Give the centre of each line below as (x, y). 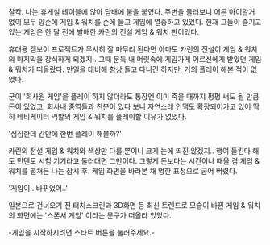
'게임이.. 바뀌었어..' (38, 188)
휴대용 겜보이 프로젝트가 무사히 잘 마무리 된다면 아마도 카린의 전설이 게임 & (126, 49)
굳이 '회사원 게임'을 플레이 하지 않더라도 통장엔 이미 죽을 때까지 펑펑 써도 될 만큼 (134, 96)
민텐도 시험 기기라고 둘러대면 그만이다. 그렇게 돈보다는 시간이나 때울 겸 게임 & (138, 161)
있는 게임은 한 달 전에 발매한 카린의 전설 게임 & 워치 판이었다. (104, 32)
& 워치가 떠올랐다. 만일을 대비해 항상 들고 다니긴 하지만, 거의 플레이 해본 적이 (129, 69)
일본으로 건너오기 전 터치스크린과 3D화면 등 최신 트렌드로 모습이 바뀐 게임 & (127, 205)
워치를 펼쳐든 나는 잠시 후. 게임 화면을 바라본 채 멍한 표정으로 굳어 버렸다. (123, 171)
